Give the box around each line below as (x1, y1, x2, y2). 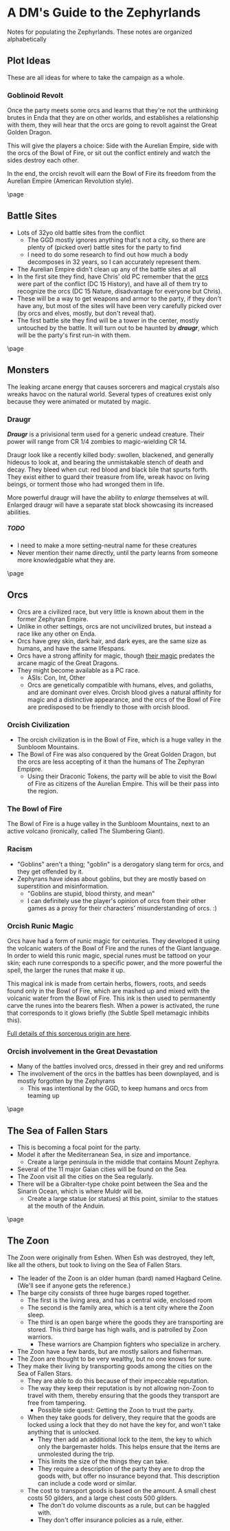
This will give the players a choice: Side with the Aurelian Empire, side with (7, 141, 218, 150)
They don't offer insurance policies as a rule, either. (37, 1515, 184, 1524)
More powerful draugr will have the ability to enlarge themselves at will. (7, 493, 209, 501)
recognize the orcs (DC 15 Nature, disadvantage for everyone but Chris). (16, 287, 222, 295)
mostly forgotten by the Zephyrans (16, 1077, 115, 1085)
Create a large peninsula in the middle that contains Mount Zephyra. (27, 1158, 220, 1166)
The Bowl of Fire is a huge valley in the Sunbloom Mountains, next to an (7, 820, 210, 828)
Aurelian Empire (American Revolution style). (7, 177, 134, 185)
